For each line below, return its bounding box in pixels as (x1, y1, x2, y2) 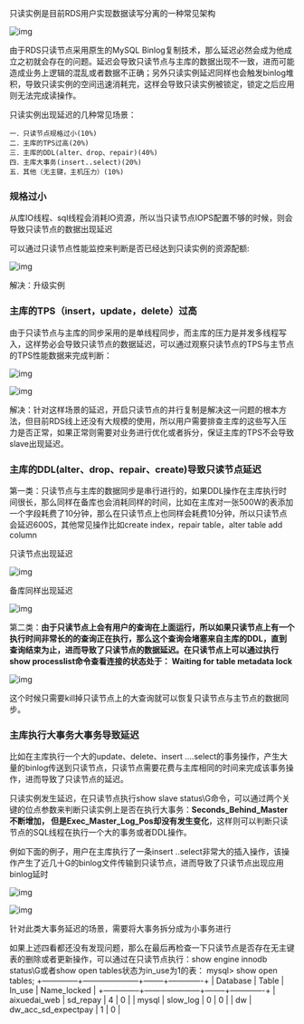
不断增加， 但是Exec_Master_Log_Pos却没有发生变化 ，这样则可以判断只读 (9, 816, 289, 826)
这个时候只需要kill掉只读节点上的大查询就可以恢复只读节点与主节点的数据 (9, 692, 281, 703)
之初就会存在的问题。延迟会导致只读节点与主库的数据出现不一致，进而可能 (16, 56, 295, 66)
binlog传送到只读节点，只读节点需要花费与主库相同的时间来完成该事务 (24, 762, 287, 773)
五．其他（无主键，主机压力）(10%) (9, 168, 125, 177)
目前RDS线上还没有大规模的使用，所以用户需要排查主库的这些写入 (33, 415, 280, 426)
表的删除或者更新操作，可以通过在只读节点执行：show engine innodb (9, 954, 268, 965)
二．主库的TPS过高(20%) (9, 139, 90, 148)
